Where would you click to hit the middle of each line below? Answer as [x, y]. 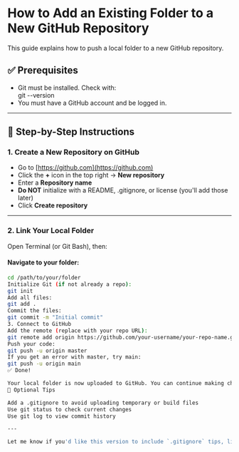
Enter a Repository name [55, 183]
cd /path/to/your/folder [44, 277]
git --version [36, 95]
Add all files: [30, 297]
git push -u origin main [44, 364]
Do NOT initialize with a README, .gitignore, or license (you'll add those [123, 190]
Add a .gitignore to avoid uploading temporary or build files [103, 403]
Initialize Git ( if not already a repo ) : [70, 284]
